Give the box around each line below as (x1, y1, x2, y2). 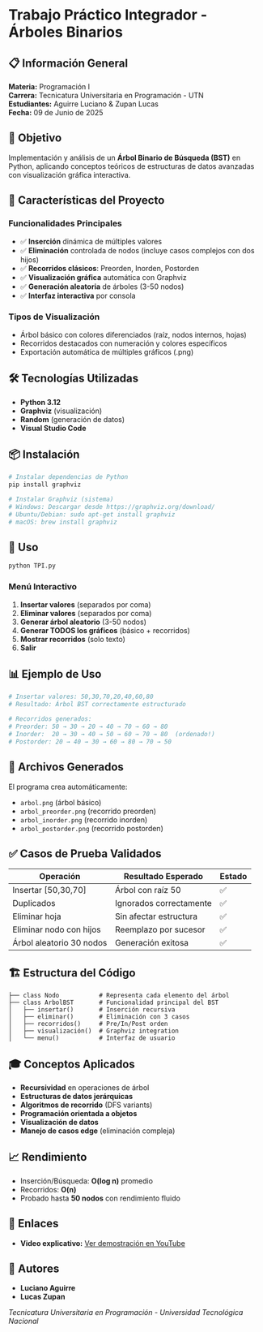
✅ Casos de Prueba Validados (8, 847, 162, 860)
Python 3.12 (19, 397, 62, 407)
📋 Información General (8, 56, 128, 70)
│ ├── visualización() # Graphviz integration (8, 1027, 180, 1036)
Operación (39, 871, 81, 882)
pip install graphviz (8, 481, 82, 489)
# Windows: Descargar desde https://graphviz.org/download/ (8, 503, 216, 511)
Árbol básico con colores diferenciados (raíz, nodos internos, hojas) (19, 330, 247, 339)
